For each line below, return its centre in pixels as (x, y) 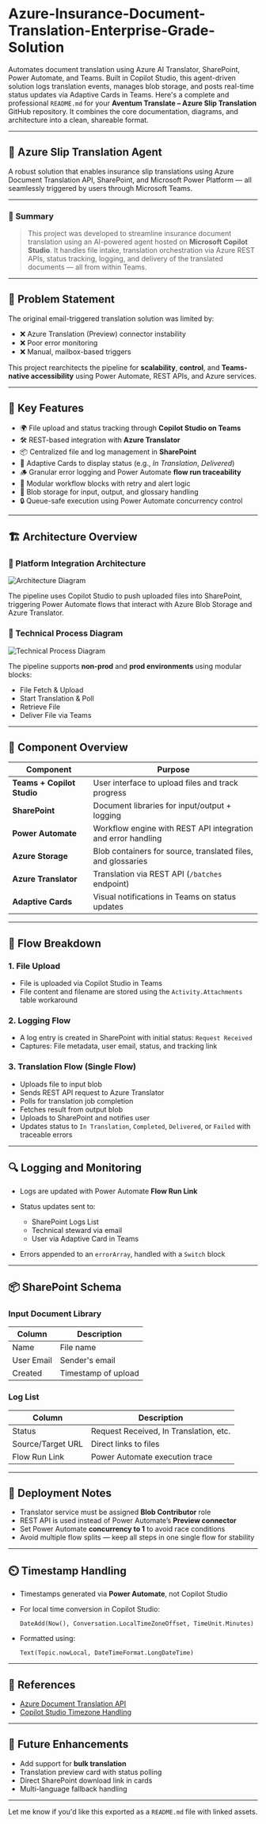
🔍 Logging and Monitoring (75, 1168)
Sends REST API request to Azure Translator (92, 1092)
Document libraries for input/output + (162, 806)
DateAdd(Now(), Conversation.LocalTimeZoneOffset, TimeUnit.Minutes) (137, 1624)
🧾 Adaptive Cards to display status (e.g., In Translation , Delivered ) (127, 463)
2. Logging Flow (40, 1021)
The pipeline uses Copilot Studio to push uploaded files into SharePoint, (125, 596)
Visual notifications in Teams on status (164, 897)
